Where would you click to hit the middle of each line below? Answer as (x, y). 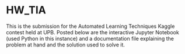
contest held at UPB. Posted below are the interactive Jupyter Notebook (92, 32)
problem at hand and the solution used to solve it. (66, 45)
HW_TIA (26, 10)
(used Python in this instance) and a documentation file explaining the (90, 38)
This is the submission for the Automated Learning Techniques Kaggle (90, 26)
